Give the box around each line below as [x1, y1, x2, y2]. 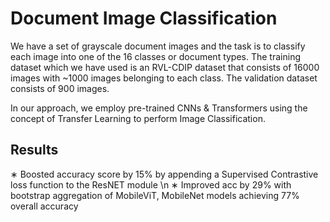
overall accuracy [10, 200, 79, 212]
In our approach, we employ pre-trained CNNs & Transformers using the [10, 102, 308, 114]
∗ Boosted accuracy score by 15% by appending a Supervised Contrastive [10, 168, 319, 180]
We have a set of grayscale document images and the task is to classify [10, 40, 306, 52]
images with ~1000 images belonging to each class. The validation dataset [10, 72, 318, 84]
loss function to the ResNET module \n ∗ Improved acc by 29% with [10, 178, 292, 191]
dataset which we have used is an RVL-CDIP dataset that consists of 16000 [10, 61, 320, 73]
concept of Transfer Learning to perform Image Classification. [10, 112, 266, 124]
